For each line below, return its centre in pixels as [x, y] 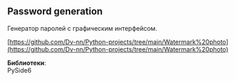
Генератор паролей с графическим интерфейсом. [83, 28]
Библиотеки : [27, 63]
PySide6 [19, 70]
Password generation [55, 12]
